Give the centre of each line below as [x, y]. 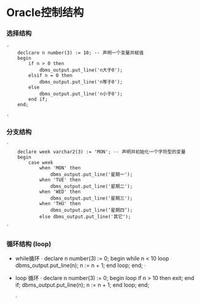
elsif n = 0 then [50, 76]
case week [41, 162]
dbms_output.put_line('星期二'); [91, 186]
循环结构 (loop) [29, 244]
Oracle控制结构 [45, 13]
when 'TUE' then [60, 180]
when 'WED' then [60, 192]
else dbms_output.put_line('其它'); [85, 216]
